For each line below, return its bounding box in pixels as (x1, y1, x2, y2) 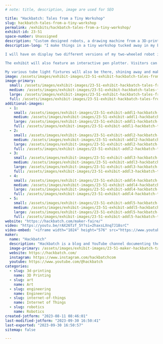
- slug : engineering (9, 287, 51, 291)
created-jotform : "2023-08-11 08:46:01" (5, 313, 88, 319)
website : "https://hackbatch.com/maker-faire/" (5, 218, 103, 224)
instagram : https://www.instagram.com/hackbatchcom (9, 255, 116, 260)
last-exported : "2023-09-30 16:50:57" (5, 323, 83, 327)
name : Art (14, 282, 34, 287)
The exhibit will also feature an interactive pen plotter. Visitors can (5, 60, 158, 66)
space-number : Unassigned (5, 34, 57, 39)
